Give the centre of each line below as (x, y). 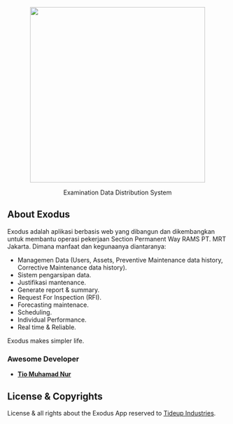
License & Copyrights (55, 396)
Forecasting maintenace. (53, 305)
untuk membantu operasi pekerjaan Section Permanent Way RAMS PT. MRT (116, 239)
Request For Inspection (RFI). (59, 297)
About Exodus (39, 214)
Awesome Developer (43, 359)
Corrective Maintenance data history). (72, 267)
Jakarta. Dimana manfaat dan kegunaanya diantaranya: (87, 246)
